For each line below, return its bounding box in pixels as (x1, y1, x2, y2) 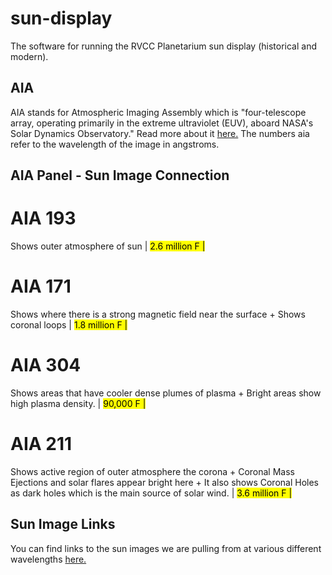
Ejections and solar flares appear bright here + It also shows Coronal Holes (10, 476, 319, 488)
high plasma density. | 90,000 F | (10, 397, 147, 409)
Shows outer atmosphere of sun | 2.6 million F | (10, 240, 206, 252)
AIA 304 (10, 354, 82, 377)
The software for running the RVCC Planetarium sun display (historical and (10, 40, 318, 52)
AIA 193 (10, 207, 77, 230)
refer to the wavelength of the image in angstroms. (10, 138, 220, 150)
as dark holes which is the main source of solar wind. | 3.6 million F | (10, 487, 293, 499)
